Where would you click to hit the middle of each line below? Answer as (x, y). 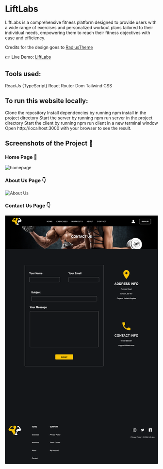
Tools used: (23, 74)
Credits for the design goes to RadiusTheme (49, 47)
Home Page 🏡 (21, 157)
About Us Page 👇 (25, 180)
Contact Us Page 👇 (28, 206)
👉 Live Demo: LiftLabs (28, 57)
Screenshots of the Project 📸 (49, 143)
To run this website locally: (47, 101)
